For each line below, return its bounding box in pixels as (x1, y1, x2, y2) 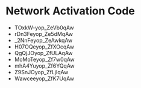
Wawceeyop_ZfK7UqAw (14, 75, 75, 82)
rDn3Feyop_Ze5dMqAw (14, 30, 74, 37)
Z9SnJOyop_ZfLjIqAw (14, 68, 69, 75)
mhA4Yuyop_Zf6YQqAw (14, 62, 75, 69)
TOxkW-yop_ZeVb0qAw (14, 24, 74, 31)
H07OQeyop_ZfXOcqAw (14, 43, 75, 50)
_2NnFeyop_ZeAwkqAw (14, 37, 73, 44)
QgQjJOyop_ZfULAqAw (14, 49, 73, 56)
